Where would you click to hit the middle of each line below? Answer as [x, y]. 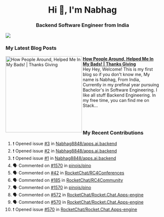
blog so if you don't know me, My [116, 74]
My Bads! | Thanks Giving [109, 64]
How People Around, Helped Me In [118, 59]
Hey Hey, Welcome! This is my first [118, 69]
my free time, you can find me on [116, 100]
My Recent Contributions [113, 133]
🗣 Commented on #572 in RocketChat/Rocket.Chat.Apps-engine [78, 195]
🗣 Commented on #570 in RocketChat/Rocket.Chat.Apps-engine [78, 202]
